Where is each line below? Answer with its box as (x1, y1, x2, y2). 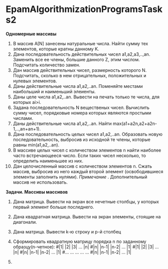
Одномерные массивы (6, 31, 57, 37)
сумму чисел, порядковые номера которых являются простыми (13, 109, 152, 116)
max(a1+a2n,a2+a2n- (112, 120, 157, 126)
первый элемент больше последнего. (13, 204, 94, 210)
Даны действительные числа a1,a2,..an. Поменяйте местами (13, 83, 143, 89)
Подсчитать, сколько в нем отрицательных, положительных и (13, 72, 147, 78)
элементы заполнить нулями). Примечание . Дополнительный (13, 174, 147, 180)
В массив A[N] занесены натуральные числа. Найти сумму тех (13, 40, 148, 46)
